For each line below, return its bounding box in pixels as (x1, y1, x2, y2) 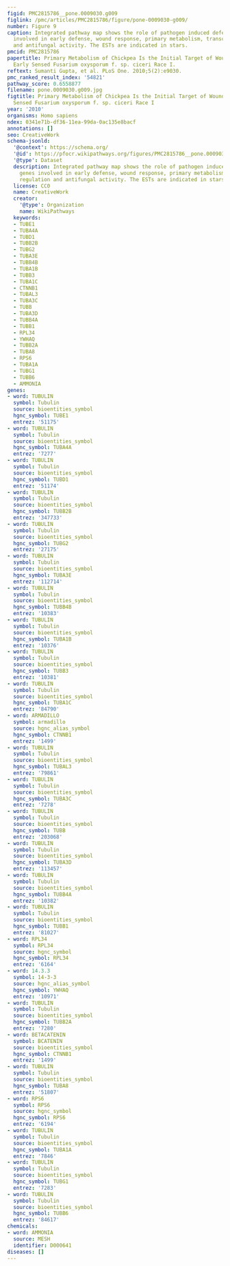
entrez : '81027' (13, 929, 60, 936)
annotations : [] (7, 125, 53, 132)
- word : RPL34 (7, 935, 48, 943)
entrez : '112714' (13, 578, 63, 585)
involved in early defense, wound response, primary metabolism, (13, 36, 204, 43)
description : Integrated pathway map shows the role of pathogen (13, 163, 204, 170)
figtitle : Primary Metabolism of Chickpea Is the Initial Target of (7, 93, 207, 100)
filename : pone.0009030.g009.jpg (7, 87, 103, 93)
